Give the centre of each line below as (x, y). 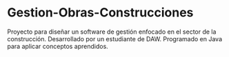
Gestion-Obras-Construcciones (100, 13)
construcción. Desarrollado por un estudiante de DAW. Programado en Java (115, 38)
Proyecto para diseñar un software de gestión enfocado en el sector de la (112, 32)
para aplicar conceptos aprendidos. (58, 46)
